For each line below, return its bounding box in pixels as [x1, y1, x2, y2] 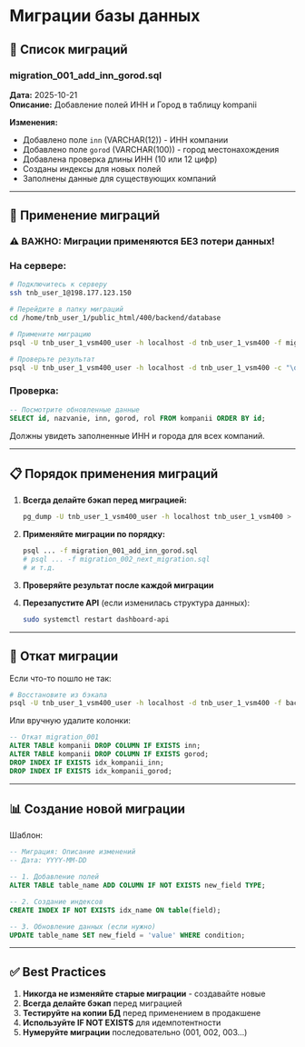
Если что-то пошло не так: [9, 673, 112, 683]
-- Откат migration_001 [9, 733, 100, 742]
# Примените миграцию [9, 329, 92, 339]
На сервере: [9, 260, 66, 273]
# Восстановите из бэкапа [9, 690, 107, 700]
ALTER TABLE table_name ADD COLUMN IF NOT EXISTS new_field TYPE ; [9, 881, 266, 891]
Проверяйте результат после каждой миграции [22, 579, 214, 591]
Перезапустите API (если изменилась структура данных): [22, 597, 251, 608]
